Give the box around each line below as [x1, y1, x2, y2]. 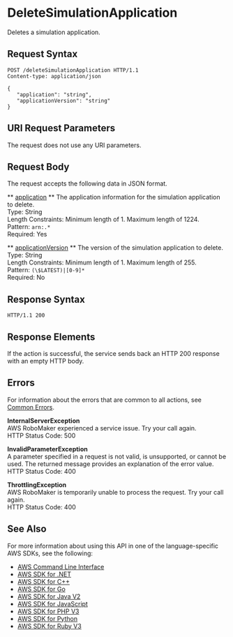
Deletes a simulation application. [7, 28, 101, 36]
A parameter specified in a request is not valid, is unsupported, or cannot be [7, 452, 227, 460]
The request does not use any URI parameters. [7, 141, 142, 149]
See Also [7, 523, 47, 535]
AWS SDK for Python [17, 614, 78, 622]
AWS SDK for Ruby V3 [17, 622, 82, 630]
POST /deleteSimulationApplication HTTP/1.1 [7, 66, 139, 74]
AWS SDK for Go [17, 585, 66, 593]
